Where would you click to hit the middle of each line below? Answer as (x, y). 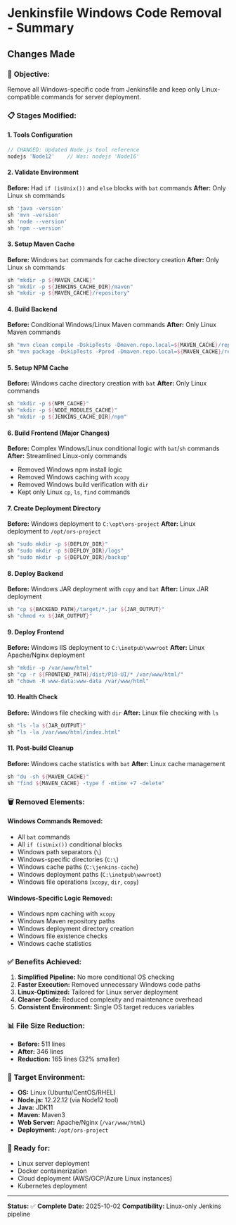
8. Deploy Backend (35, 573)
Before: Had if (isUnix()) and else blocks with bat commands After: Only (117, 187)
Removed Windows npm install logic (70, 469)
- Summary (41, 28)
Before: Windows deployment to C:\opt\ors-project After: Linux (101, 524)
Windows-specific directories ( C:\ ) (68, 859)
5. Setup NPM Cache (38, 367)
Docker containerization (52, 1171)
